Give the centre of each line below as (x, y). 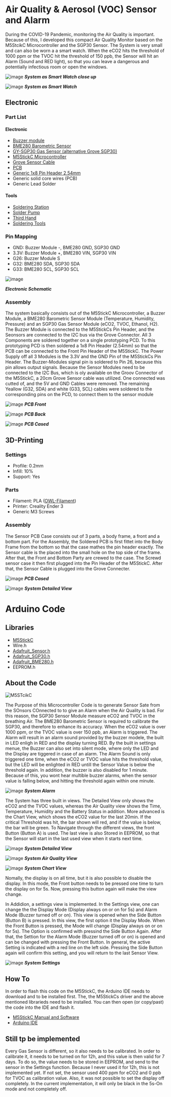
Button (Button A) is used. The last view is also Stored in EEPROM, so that (82, 833)
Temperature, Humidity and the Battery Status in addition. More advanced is (85, 812)
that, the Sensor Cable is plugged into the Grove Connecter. (68, 568)
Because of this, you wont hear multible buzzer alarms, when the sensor (81, 775)
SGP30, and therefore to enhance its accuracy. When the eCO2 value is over (85, 727)
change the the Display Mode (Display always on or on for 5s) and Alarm (81, 910)
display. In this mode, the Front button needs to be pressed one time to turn (84, 883)
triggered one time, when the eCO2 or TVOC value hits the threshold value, (84, 759)
